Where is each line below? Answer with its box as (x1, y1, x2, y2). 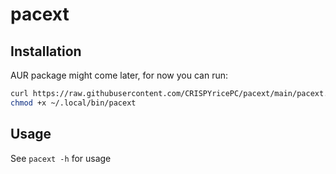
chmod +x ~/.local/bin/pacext (10, 98, 137, 108)
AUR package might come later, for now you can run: (10, 69, 229, 81)
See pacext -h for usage (10, 152, 112, 164)
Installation (10, 43, 82, 60)
